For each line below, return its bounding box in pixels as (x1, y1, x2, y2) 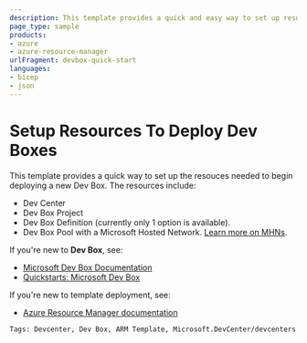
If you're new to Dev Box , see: (9, 244, 123, 255)
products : (9, 30, 48, 39)
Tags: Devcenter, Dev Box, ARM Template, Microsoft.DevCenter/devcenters (9, 325, 297, 334)
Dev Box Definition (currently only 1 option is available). (22, 216, 231, 228)
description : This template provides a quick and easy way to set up (9, 13, 281, 23)
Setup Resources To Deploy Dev (9, 120, 258, 141)
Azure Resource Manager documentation (22, 307, 178, 317)
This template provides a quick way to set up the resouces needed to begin (9, 170, 293, 181)
